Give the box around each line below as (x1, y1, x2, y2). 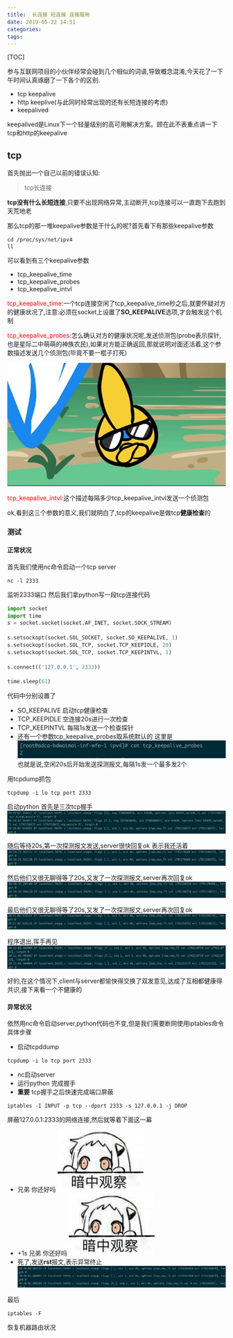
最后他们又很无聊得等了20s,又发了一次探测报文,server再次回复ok (7, 905, 193, 914)
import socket (7, 605, 49, 612)
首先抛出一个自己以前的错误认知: (7, 169, 101, 177)
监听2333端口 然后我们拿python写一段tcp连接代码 (7, 590, 150, 599)
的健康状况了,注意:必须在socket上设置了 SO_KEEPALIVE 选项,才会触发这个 (7, 308, 216, 316)
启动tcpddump (17, 1043, 60, 1051)
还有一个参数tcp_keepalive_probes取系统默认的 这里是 (17, 732, 173, 741)
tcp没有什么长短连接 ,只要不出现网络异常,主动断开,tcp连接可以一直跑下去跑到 (7, 198, 226, 207)
